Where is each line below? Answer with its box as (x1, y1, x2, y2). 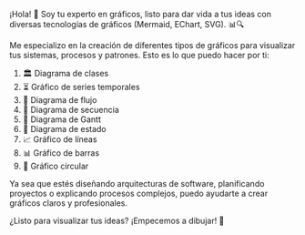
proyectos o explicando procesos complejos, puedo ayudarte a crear (9, 188, 269, 199)
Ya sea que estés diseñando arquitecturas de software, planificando (9, 179, 265, 189)
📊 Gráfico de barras (22, 148, 100, 158)
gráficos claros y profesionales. (9, 198, 128, 209)
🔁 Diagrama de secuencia (22, 105, 120, 115)
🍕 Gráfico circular (22, 160, 89, 171)
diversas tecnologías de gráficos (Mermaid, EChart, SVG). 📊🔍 (9, 19, 244, 29)
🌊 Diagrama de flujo (22, 95, 97, 105)
